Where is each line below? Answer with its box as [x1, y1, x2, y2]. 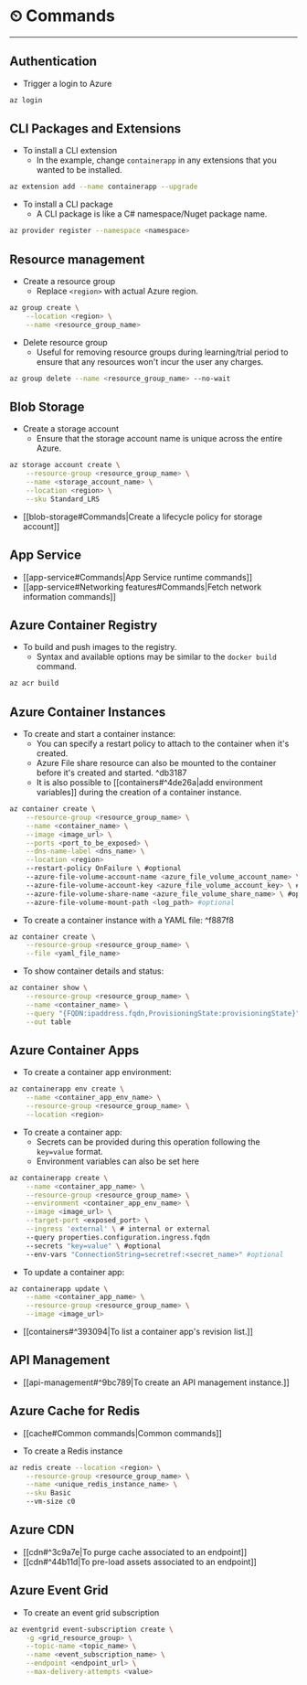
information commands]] [22, 591, 117, 602]
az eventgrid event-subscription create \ [9, 1625, 174, 1634]
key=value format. [36, 1146, 103, 1157]
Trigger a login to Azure [22, 78, 112, 89]
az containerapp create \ [9, 1173, 108, 1182]
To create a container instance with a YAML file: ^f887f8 [22, 914, 235, 925]
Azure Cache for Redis [9, 1403, 140, 1419]
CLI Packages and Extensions [9, 121, 181, 137]
